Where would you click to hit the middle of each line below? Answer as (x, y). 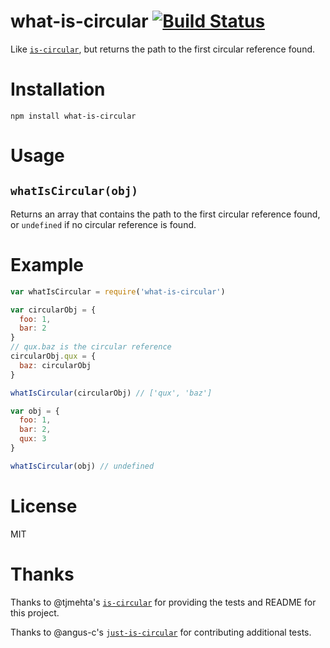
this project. (35, 612)
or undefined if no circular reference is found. (103, 224)
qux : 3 (33, 439)
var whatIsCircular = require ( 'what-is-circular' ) (118, 291)
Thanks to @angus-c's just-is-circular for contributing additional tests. (161, 632)
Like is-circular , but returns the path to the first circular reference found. (163, 49)
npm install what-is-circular (73, 116)
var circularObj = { (53, 310)
